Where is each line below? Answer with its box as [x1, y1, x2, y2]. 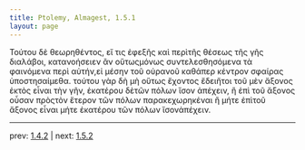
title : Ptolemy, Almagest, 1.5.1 [9, 13, 136, 23]
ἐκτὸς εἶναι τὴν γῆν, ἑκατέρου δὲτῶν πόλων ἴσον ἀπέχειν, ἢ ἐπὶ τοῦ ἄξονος [9, 85, 296, 96]
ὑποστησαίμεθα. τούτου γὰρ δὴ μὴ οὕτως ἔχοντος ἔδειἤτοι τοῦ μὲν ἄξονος [9, 75, 293, 86]
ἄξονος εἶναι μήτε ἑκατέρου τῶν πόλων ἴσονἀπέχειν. [9, 104, 212, 115]
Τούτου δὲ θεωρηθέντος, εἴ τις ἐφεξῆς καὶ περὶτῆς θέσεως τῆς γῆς [9, 46, 264, 57]
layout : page [9, 22, 59, 31]
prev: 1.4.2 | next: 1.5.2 [9, 130, 93, 141]
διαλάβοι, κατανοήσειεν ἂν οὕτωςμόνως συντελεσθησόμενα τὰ [9, 56, 252, 67]
